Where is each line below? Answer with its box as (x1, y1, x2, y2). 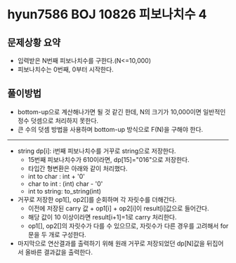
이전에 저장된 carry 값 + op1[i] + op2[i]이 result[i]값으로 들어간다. (27, 204, 209, 213)
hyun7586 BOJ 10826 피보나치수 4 (7, 6, 207, 22)
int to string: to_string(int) (27, 187, 102, 195)
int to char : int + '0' (27, 172, 86, 180)
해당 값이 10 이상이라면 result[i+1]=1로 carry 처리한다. (27, 213, 177, 221)
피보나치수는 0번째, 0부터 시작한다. (17, 65, 114, 74)
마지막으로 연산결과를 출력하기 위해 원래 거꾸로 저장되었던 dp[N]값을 (17, 239, 205, 248)
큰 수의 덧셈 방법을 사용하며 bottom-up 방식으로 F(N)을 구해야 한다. (17, 125, 204, 133)
